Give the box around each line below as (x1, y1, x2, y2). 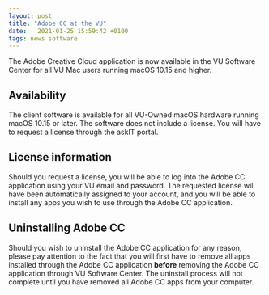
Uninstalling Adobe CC (8, 221, 126, 235)
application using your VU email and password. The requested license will (8, 180, 255, 190)
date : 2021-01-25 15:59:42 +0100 (8, 27, 129, 35)
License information (8, 150, 112, 164)
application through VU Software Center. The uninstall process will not (8, 268, 243, 278)
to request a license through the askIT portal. (8, 127, 159, 137)
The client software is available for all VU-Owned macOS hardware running (8, 110, 259, 120)
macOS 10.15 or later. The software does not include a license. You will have (8, 119, 262, 129)
